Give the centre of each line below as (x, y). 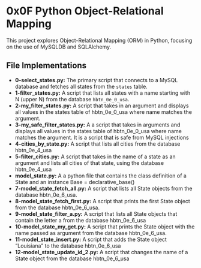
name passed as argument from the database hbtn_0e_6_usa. (91, 233)
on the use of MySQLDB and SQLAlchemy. (59, 47)
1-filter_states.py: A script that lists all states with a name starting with (103, 93)
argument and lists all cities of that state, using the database (89, 162)
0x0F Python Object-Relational (85, 11)
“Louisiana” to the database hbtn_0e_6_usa (68, 246)
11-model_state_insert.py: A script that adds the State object (91, 239)
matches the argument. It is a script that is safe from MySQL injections (102, 137)
